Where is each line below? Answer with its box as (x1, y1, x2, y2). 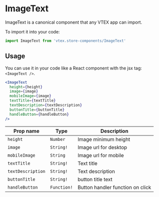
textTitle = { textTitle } (9, 98, 56, 103)
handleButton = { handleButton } (9, 112, 69, 117)
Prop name (13, 128, 40, 134)
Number (50, 136, 65, 142)
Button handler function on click (78, 184, 151, 191)
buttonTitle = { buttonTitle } (9, 107, 65, 112)
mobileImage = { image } (9, 94, 52, 98)
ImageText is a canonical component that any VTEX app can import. (5, 19, 142, 25)
